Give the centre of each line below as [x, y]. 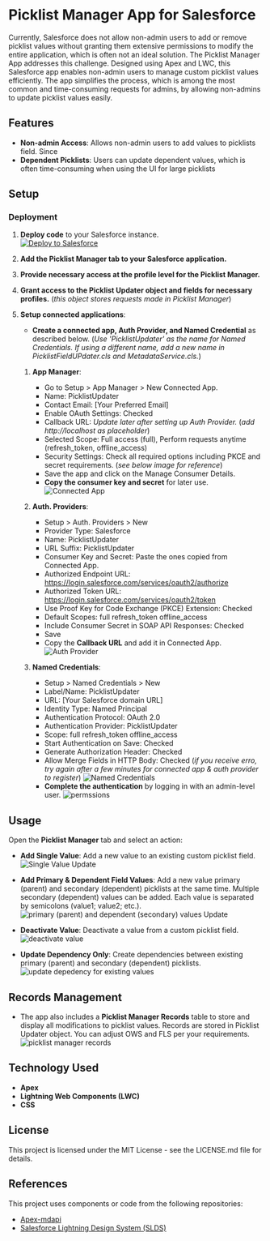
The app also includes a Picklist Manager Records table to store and [135, 1017]
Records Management [65, 997]
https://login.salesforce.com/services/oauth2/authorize [136, 583]
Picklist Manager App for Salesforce [132, 15]
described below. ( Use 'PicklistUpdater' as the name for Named [139, 339]
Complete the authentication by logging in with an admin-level [150, 786]
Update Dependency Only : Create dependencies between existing [132, 955]
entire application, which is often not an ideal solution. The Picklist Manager [134, 54]
